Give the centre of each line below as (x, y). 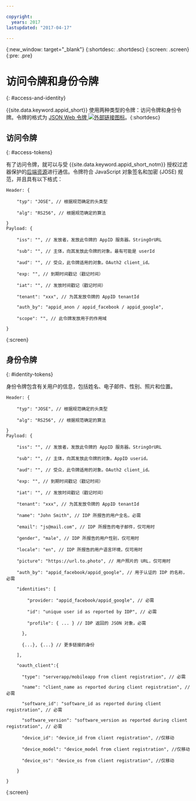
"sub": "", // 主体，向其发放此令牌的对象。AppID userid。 (84, 458)
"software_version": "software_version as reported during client (104, 720)
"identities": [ (37, 589)
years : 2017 (26, 22)
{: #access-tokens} (29, 152)
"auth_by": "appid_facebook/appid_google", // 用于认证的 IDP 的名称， (102, 572)
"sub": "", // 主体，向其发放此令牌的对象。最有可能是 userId (86, 251)
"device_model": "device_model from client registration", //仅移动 (106, 749)
